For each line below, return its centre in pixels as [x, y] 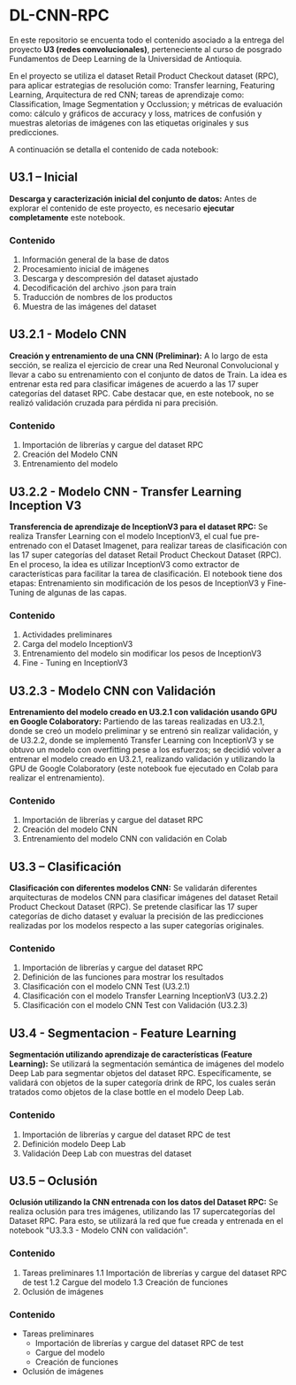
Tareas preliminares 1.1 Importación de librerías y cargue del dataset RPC [154, 1273]
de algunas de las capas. [81, 592]
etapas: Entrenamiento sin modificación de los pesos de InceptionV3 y [137, 583]
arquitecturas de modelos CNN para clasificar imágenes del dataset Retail [144, 897]
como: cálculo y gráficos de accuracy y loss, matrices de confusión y [136, 113]
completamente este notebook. [67, 217]
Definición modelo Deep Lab [74, 1143]
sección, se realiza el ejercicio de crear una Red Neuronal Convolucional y [144, 365]
